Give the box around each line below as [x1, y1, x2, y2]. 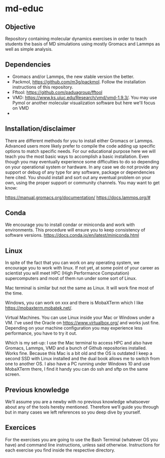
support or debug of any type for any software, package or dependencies [5, 169, 155, 175]
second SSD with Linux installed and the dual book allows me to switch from [5, 356, 160, 362]
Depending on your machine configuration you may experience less [5, 325, 143, 331]
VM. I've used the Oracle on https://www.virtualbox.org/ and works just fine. [5, 320, 160, 326]
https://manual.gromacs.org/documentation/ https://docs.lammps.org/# [5, 194, 151, 200]
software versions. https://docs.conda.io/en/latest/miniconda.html [5, 232, 139, 238]
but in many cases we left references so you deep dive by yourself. [5, 409, 141, 415]
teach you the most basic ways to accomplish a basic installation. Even [5, 153, 149, 159]
